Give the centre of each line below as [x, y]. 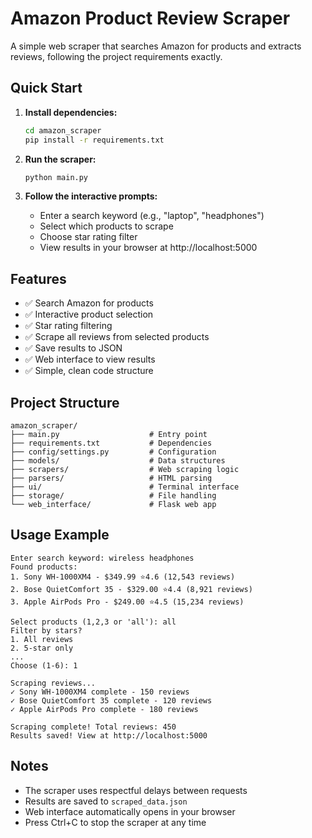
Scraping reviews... [53, 683]
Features [38, 278]
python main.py [56, 177]
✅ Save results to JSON [73, 348]
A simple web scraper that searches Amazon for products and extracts [156, 46]
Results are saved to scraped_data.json [106, 801]
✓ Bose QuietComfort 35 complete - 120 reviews [111, 700]
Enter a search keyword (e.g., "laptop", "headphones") [152, 216]
